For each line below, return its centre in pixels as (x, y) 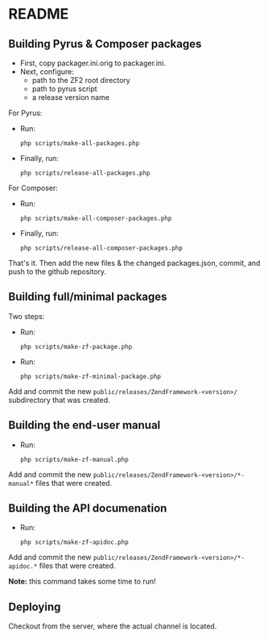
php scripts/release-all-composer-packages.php (101, 248)
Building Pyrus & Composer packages (105, 44)
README (39, 14)
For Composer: (33, 188)
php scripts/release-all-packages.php (85, 173)
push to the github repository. (58, 272)
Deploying (35, 606)
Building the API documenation (88, 508)
